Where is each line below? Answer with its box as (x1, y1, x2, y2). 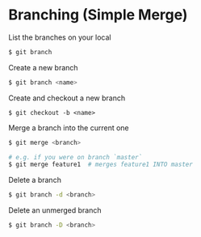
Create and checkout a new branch (8, 93, 126, 103)
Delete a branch (8, 176, 62, 185)
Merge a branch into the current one (8, 123, 129, 133)
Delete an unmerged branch (8, 205, 102, 215)
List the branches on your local (8, 32, 111, 42)
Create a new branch (8, 62, 78, 72)
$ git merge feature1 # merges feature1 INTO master (8, 160, 194, 169)
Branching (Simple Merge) (8, 6, 188, 24)
